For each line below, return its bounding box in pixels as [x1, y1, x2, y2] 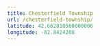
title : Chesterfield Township [7, 9, 94, 17]
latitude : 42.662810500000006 [7, 22, 94, 29]
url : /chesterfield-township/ [7, 16, 94, 23]
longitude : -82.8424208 [7, 28, 75, 36]
